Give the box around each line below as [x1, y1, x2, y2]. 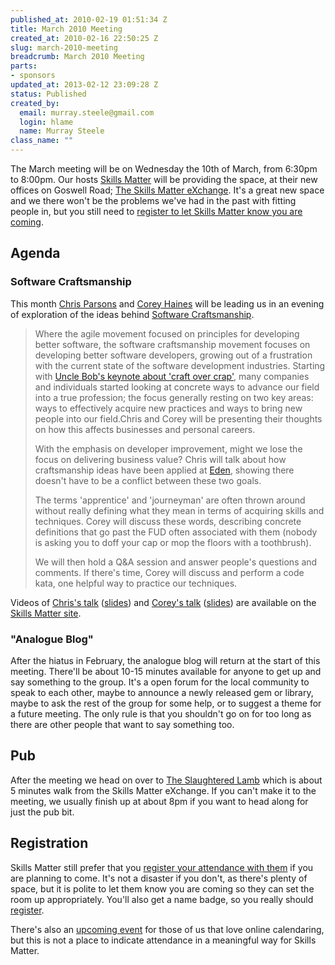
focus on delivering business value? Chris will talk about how [34, 453, 287, 465]
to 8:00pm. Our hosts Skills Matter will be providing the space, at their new [10, 174, 318, 185]
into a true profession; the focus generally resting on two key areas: [34, 391, 314, 403]
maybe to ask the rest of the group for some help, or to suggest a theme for [10, 697, 322, 709]
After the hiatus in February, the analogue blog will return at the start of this [10, 654, 321, 666]
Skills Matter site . [10, 607, 82, 619]
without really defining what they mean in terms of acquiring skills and [34, 504, 325, 516]
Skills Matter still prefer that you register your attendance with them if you [10, 861, 314, 873]
